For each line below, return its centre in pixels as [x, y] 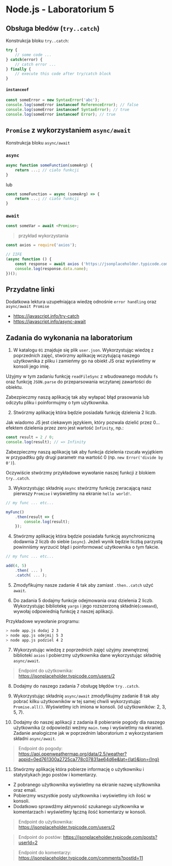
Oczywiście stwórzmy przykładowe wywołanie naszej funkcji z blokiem [81, 472]
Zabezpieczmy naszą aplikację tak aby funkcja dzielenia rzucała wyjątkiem [84, 451]
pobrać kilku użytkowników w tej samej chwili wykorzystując [77, 702]
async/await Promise [28, 307]
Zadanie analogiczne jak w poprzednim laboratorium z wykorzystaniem [88, 733]
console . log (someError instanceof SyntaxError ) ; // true [68, 110]
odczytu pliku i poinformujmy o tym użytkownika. [57, 403]
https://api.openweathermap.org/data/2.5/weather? [72, 754]
